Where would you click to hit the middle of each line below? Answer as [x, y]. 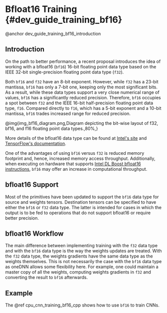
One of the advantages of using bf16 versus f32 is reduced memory [75, 153]
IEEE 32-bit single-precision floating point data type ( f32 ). [65, 72]
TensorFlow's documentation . [36, 143]
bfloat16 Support [32, 185]
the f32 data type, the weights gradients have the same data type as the [79, 256]
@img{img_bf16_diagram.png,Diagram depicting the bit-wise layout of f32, [82, 123]
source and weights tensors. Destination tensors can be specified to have [81, 202]
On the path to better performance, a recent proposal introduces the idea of [83, 61]
